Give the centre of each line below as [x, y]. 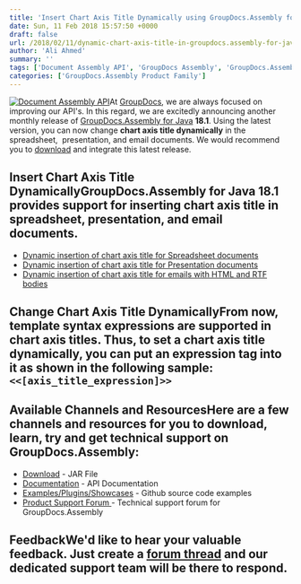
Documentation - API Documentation [90, 483]
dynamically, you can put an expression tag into [146, 354]
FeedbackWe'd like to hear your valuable [125, 540]
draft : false [34, 34]
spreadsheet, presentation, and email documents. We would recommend [145, 139]
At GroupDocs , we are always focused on [186, 101]
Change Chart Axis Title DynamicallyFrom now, [144, 312]
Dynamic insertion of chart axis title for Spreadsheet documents [140, 255]
